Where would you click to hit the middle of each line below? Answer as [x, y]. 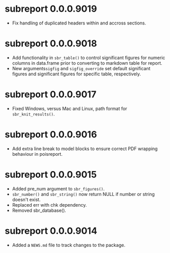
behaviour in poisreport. [37, 154]
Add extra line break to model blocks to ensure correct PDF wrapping [85, 149]
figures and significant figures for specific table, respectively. [76, 74]
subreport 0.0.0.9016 [51, 134]
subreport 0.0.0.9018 [51, 44]
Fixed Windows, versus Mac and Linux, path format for [70, 108]
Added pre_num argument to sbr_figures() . [58, 188]
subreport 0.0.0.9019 [51, 9]
